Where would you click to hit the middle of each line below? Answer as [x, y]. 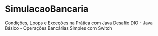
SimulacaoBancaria [47, 9]
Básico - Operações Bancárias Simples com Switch [58, 28]
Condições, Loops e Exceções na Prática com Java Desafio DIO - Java [79, 23]
